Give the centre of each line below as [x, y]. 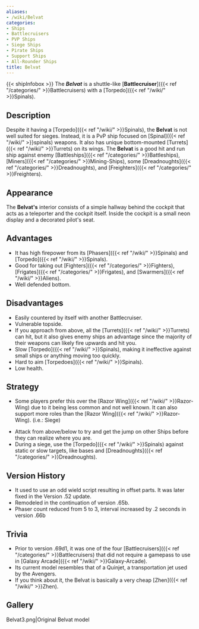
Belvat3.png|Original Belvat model [48, 619]
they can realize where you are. [53, 438]
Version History [36, 476]
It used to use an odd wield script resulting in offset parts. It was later [99, 490]
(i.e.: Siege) [46, 420]
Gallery [20, 605]
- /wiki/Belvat [25, 17]
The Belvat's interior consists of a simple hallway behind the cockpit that [96, 207]
